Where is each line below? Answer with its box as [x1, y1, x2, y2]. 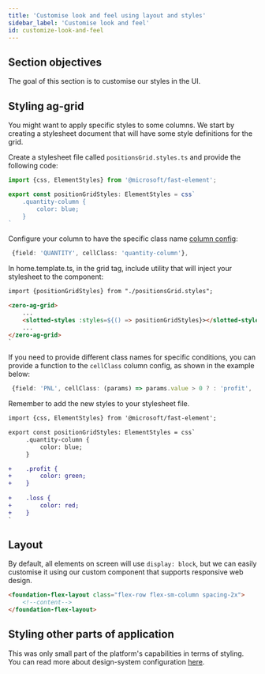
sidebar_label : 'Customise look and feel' [8, 19, 150, 27]
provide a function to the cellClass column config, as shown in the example [8, 361, 255, 371]
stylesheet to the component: [8, 272, 104, 281]
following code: [8, 161, 58, 170]
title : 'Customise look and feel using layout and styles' [8, 11, 207, 20]
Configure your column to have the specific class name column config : [8, 234, 238, 243]
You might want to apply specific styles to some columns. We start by [8, 120, 235, 130]
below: [8, 369, 30, 379]
